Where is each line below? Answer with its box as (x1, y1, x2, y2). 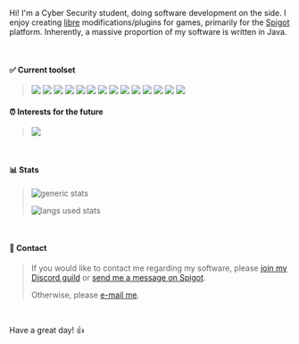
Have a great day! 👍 (9, 324, 85, 335)
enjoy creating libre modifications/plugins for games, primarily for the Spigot (9, 17, 290, 28)
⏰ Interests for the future (9, 106, 104, 117)
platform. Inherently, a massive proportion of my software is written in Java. (9, 27, 287, 37)
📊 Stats (9, 164, 39, 175)
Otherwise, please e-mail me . (30, 289, 140, 300)
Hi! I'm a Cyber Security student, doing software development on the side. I (9, 8, 287, 18)
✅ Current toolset (9, 64, 76, 75)
